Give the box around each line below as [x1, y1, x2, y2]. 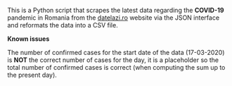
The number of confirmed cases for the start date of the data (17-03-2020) [7, 49, 225, 56]
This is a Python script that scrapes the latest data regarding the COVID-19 [7, 6, 224, 14]
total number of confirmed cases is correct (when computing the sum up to [7, 63, 226, 71]
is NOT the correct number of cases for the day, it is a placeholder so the [7, 56, 219, 64]
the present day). [7, 70, 58, 79]
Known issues [7, 35, 50, 43]
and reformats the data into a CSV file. [7, 21, 118, 29]
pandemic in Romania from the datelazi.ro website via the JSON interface [7, 13, 220, 22]
